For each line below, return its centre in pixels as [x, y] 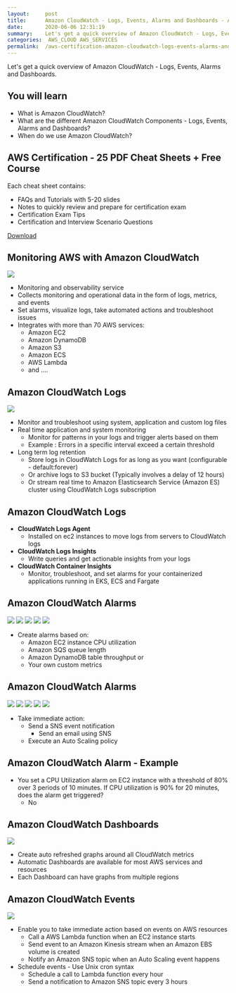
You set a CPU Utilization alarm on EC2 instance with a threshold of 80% [123, 780]
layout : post [33, 14]
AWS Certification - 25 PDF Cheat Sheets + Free [114, 158]
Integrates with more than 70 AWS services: [81, 325]
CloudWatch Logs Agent [54, 529]
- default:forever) [53, 467]
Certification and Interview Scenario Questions [85, 222]
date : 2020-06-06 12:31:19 [56, 27]
